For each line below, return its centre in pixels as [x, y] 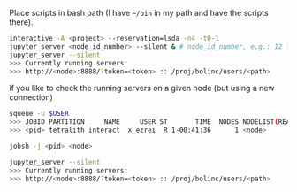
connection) [31, 97]
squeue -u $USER [39, 114]
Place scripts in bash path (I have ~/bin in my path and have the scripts [139, 13]
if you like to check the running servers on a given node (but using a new [142, 88]
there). [21, 22]
